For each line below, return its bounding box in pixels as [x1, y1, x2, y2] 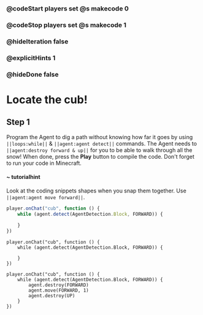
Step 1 [6, 117, 31, 127]
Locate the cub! [6, 93, 88, 107]
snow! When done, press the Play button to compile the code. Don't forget [6, 153, 195, 160]
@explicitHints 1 [6, 53, 56, 62]
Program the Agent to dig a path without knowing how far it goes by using [6, 133, 193, 140]
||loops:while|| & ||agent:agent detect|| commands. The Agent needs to [6, 140, 197, 147]
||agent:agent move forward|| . [6, 193, 85, 200]
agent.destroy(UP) [28, 293, 75, 299]
